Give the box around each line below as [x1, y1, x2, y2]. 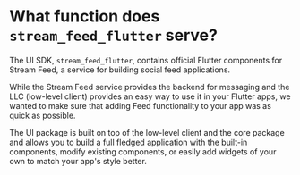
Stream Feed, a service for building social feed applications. [9, 64, 231, 75]
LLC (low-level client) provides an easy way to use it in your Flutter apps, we [9, 91, 291, 102]
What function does [9, 6, 160, 27]
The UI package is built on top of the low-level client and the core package [9, 127, 285, 137]
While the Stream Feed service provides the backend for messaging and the [9, 81, 290, 92]
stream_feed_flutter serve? [9, 25, 218, 46]
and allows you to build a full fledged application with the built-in [9, 137, 248, 147]
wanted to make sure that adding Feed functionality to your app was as [9, 100, 271, 111]
